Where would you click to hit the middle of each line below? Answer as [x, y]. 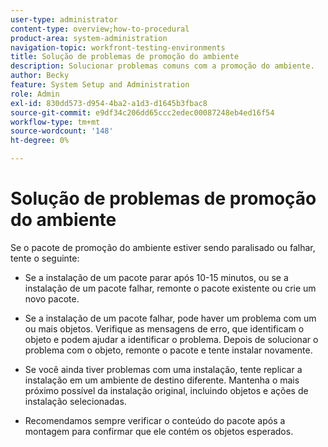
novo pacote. [52, 298]
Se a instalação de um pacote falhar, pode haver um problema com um [170, 318]
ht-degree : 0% [40, 141]
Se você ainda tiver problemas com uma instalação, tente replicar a [163, 369]
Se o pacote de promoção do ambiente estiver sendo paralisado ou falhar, [163, 247]
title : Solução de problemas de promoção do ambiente [125, 57]
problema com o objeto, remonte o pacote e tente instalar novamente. [168, 350]
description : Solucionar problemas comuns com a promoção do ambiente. [162, 66]
